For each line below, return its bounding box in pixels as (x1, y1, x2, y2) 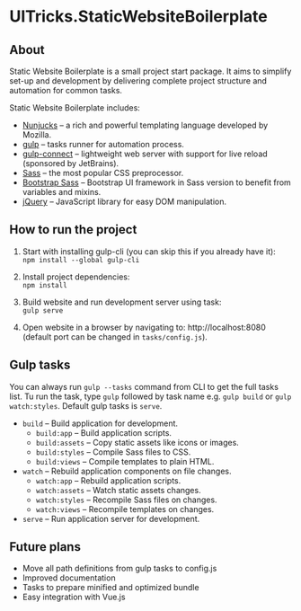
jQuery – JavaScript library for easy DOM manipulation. (22, 196, 227, 207)
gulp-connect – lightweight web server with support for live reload (22, 148, 268, 159)
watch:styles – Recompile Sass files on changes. (35, 494, 217, 505)
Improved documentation (22, 572, 116, 583)
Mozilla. (22, 129, 52, 140)
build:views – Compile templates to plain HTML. (35, 456, 215, 466)
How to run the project (9, 222, 137, 237)
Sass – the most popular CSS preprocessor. (22, 168, 184, 178)
